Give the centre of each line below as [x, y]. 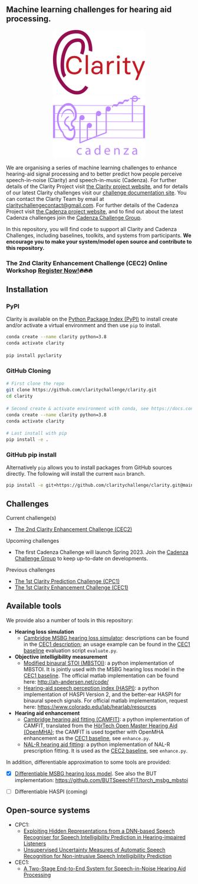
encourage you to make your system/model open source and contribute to [99, 242]
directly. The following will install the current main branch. [76, 474]
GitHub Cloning [29, 371]
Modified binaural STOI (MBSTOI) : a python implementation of [99, 663]
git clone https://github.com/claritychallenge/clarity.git [82, 390]
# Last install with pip [37, 433]
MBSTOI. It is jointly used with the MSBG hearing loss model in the [104, 669]
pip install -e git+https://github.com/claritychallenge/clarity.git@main [100, 486]
